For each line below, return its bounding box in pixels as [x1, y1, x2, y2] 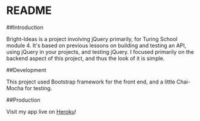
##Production [6, 96, 41, 103]
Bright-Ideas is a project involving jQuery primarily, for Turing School [6, 35, 178, 42]
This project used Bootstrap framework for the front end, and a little [6, 78, 176, 85]
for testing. [25, 84, 53, 91]
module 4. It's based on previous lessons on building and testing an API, [6, 42, 187, 49]
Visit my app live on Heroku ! [6, 108, 77, 115]
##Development [6, 66, 47, 73]
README [6, 4, 52, 18]
